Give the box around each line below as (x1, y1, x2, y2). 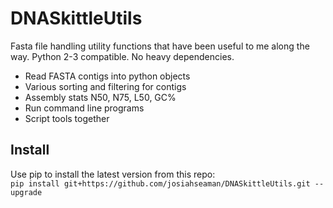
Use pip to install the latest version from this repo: (10, 168, 216, 180)
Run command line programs (24, 102, 145, 114)
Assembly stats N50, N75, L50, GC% (24, 91, 177, 103)
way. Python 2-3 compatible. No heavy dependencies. (10, 50, 235, 62)
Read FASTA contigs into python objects (24, 70, 191, 82)
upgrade (10, 187, 43, 197)
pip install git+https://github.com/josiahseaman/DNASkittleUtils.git (10, 178, 311, 189)
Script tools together (24, 112, 110, 124)
